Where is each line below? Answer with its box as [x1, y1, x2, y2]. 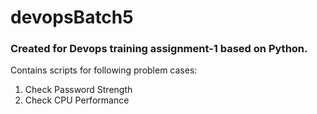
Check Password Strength [24, 84, 133, 96]
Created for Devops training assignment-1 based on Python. [10, 42, 308, 56]
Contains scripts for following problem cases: [10, 64, 198, 76]
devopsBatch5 [10, 6, 134, 29]
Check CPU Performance [24, 94, 130, 106]
